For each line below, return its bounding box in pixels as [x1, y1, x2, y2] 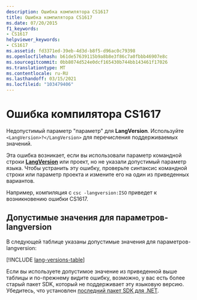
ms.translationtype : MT [6, 64, 66, 71]
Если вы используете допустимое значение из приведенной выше [6, 268, 177, 275]
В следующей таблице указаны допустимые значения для [6, 238, 156, 245]
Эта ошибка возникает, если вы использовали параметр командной [6, 152, 182, 159]
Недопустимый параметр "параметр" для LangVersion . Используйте [6, 127, 184, 134]
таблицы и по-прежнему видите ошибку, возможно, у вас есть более [6, 274, 185, 281]
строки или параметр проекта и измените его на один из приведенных [6, 171, 189, 178]
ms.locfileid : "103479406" [6, 82, 74, 88]
